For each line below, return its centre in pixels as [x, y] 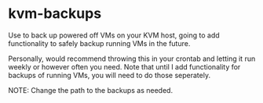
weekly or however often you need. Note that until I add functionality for [124, 66]
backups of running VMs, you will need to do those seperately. [109, 75]
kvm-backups [55, 14]
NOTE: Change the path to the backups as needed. [91, 90]
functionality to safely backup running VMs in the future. [99, 43]
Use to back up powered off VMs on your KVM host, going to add [114, 35]
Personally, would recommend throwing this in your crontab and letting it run [132, 59]
